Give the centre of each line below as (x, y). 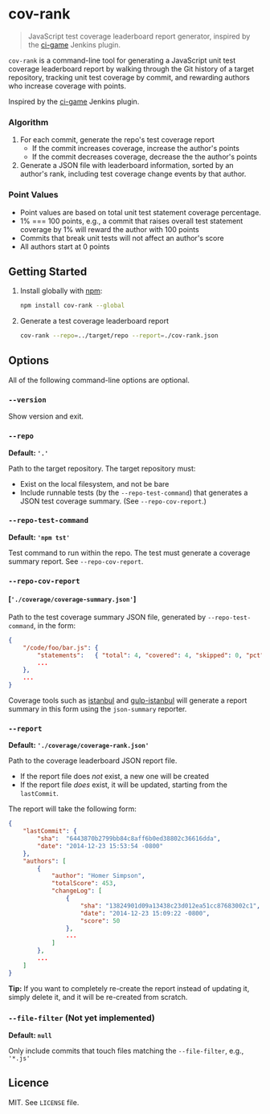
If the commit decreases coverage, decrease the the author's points (144, 157)
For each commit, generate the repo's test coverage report (117, 140)
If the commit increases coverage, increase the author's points (135, 149)
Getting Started (48, 271)
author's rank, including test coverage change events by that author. (133, 174)
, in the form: (55, 625)
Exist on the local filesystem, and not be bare (94, 484)
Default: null (30, 1035)
